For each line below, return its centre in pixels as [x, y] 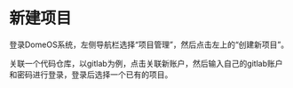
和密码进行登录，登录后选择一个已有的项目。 [91, 74]
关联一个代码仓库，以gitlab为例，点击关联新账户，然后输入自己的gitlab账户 [146, 63]
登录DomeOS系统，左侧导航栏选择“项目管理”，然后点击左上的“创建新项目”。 [149, 44]
